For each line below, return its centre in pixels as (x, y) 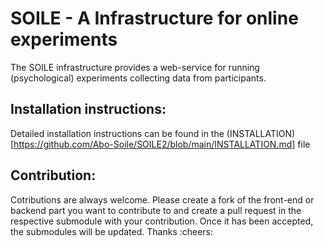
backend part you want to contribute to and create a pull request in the (156, 210)
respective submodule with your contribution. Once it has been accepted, (162, 221)
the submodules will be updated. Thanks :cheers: (112, 231)
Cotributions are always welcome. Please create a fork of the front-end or (162, 199)
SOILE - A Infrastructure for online (154, 18)
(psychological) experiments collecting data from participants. (138, 78)
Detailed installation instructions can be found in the (117, 133)
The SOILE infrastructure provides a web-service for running (135, 67)
